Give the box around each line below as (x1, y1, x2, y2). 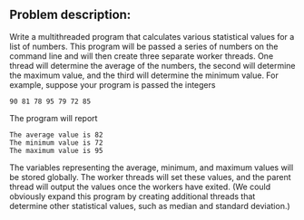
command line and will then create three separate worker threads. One (9, 50, 274, 62)
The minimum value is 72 (9, 138, 103, 148)
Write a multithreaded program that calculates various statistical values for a (9, 31, 295, 42)
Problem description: (9, 7, 132, 23)
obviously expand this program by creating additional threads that (9, 190, 256, 202)
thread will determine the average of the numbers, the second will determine (9, 60, 296, 71)
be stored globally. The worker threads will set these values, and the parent (9, 171, 292, 182)
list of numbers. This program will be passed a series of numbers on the (9, 41, 279, 52)
